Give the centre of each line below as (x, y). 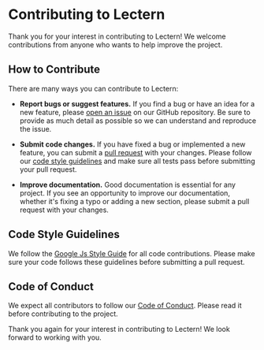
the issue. (35, 128)
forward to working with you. (55, 337)
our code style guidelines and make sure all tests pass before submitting (137, 161)
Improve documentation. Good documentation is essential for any (128, 184)
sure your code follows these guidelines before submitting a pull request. (127, 262)
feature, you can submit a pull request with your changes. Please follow (136, 152)
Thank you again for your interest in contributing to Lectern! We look (119, 330)
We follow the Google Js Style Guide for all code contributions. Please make (132, 253)
